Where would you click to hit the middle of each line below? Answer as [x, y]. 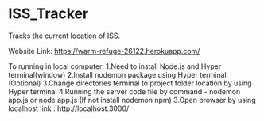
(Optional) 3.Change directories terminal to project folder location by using [130, 83]
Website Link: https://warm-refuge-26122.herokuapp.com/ [104, 51]
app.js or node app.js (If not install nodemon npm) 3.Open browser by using [132, 100]
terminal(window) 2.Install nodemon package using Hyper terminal [117, 74]
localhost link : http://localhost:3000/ [69, 108]
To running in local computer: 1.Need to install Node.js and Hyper [115, 66]
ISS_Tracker [49, 14]
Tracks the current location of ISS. [64, 36]
